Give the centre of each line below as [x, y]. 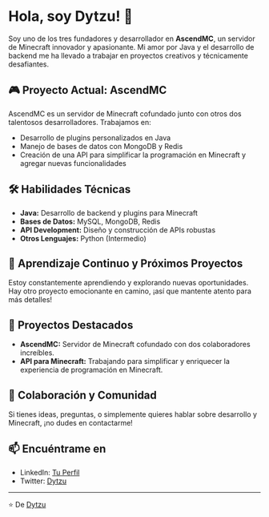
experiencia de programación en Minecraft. [91, 370]
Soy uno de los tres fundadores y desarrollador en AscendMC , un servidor [132, 38]
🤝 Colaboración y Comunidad [83, 395]
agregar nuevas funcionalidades [73, 163]
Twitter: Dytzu [43, 481]
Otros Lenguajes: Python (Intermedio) [83, 238]
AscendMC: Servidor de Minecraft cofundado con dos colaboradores [135, 345]
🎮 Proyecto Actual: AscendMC [88, 90]
